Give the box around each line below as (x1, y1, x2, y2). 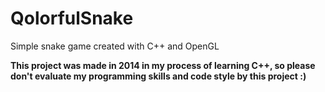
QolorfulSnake (10, 7, 134, 30)
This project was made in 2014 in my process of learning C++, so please (10, 59, 316, 71)
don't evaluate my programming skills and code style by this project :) (10, 70, 307, 82)
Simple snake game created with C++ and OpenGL (10, 40, 220, 52)
